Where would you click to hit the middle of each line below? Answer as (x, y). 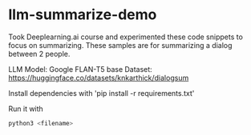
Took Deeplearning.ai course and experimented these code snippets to (125, 37)
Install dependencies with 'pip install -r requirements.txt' (101, 93)
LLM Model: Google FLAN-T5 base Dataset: (80, 69)
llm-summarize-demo (83, 15)
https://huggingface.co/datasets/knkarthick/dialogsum (99, 77)
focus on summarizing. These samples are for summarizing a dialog (120, 45)
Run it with (26, 109)
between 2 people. (39, 54)
